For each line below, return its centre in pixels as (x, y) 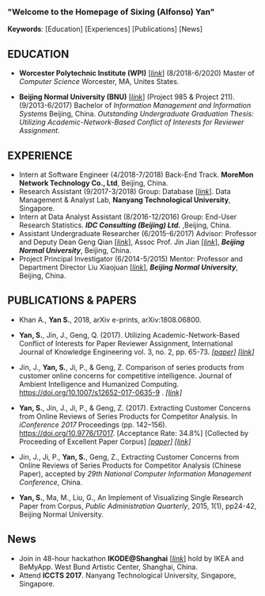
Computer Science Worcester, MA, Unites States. (99, 82)
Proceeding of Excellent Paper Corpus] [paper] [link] (105, 441)
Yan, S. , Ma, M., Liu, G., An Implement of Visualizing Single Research (131, 497)
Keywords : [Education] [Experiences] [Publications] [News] (105, 29)
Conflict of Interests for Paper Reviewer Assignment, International (126, 343)
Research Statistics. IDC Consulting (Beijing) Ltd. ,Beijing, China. (125, 225)
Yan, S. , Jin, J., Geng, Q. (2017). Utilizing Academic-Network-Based (129, 334)
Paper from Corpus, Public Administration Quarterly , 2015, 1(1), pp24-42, (138, 506)
